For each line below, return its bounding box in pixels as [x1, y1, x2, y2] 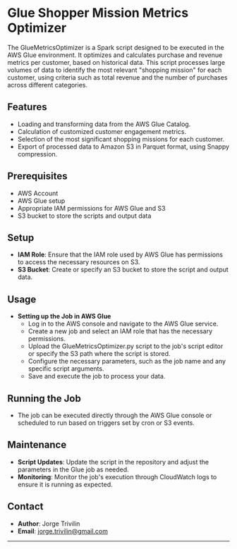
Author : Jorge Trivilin [17, 519, 80, 528]
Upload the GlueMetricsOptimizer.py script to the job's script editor [28, 342, 224, 350]
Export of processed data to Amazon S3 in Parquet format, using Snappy [17, 142, 230, 151]
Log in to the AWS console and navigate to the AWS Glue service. [28, 319, 219, 328]
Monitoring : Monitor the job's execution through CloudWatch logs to [17, 472, 217, 481]
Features [7, 101, 47, 113]
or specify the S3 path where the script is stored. [28, 350, 171, 358]
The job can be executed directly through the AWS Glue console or [17, 411, 212, 419]
